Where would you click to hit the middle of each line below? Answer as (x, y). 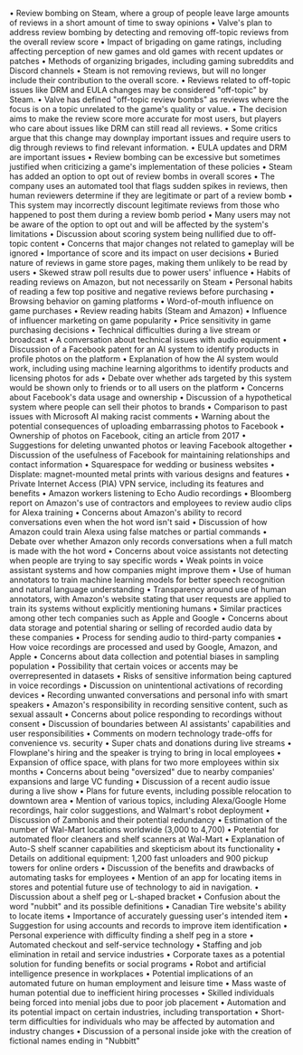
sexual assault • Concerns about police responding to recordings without (146, 714)
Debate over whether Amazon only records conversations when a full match (151, 541)
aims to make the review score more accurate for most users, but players (146, 118)
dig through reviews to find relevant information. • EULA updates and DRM (148, 147)
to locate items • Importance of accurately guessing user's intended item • (149, 916)
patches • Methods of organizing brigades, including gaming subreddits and (151, 61)
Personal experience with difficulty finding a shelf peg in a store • (132, 935)
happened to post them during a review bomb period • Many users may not (150, 215)
